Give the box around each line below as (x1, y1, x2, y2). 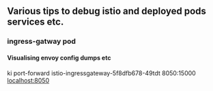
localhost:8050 (7, 76, 50, 84)
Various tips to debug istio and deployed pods (7, 5, 207, 17)
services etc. (7, 16, 64, 28)
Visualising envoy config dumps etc (7, 53, 111, 62)
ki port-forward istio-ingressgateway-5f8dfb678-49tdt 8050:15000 (7, 68, 196, 77)
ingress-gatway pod (7, 37, 76, 47)
